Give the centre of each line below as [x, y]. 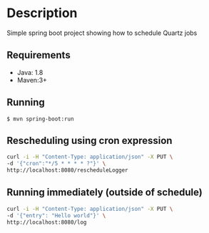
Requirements [39, 55]
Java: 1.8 [30, 72]
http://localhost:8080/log [47, 222]
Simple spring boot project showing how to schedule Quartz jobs [102, 33]
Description [42, 13]
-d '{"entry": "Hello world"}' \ [56, 215]
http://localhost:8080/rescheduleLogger [68, 170]
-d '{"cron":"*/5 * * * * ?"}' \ [56, 164]
